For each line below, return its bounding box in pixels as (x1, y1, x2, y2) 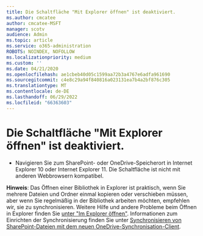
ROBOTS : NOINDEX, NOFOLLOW (6, 49, 75, 55)
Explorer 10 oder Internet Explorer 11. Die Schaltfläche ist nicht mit (15, 165, 181, 173)
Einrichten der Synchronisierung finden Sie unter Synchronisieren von (6, 216, 182, 223)
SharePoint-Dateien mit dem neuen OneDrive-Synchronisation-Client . (6, 223, 181, 230)
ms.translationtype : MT (6, 83, 67, 89)
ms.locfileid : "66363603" (6, 99, 72, 105)
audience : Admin (6, 32, 48, 38)
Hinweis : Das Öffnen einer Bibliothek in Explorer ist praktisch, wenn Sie (6, 184, 186, 191)
